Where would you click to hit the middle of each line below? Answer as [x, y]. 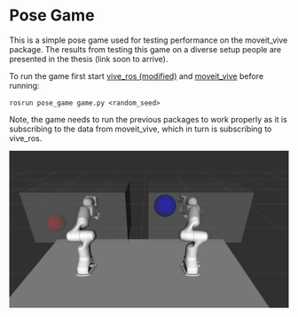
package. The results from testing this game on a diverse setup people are [145, 49]
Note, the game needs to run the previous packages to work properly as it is [149, 119]
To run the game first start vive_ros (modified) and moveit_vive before [137, 75]
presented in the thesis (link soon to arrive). [89, 59]
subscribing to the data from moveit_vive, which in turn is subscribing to [141, 129]
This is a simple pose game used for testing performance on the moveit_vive [149, 40]
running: [24, 85]
